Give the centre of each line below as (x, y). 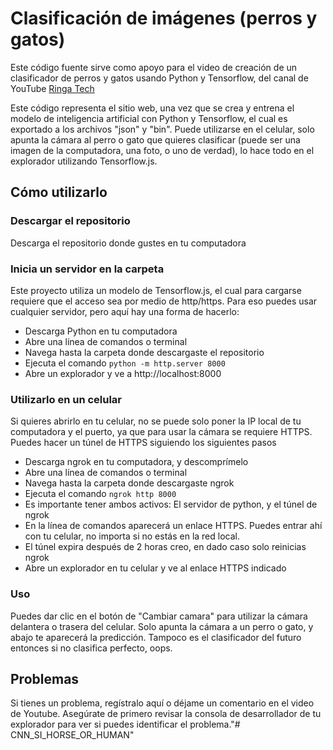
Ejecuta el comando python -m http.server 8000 (125, 363)
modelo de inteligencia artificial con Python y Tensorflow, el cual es (149, 118)
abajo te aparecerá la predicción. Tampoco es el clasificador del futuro (156, 637)
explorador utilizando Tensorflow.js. (84, 161)
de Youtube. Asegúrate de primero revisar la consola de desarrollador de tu (166, 714)
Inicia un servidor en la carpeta (87, 269)
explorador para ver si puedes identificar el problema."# (125, 724)
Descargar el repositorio (70, 221)
